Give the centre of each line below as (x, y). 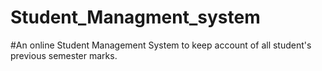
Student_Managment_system (135, 17)
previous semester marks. (64, 55)
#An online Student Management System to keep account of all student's (161, 45)
